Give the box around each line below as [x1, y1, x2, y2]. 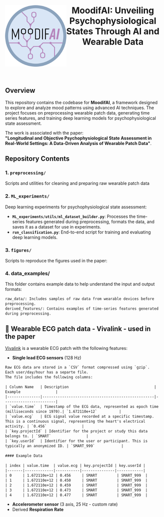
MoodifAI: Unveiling [71, 5, 154, 16]
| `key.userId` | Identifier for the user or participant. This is [5, 439, 148, 444]
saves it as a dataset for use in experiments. [12, 224, 101, 230]
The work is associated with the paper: [5, 130, 84, 136]
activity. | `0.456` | [5, 424, 84, 429]
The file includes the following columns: [5, 375, 93, 380]
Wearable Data [82, 36, 143, 48]
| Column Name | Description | [5, 385, 157, 390]
